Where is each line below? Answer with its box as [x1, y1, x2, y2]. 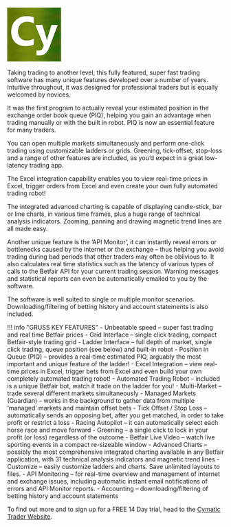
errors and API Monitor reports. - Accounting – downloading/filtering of [7, 484, 208, 493]
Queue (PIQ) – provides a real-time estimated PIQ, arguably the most [7, 352, 201, 361]
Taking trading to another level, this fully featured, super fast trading [7, 68, 201, 77]
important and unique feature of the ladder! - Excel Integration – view [7, 360, 203, 368]
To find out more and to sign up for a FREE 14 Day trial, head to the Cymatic [7, 505, 221, 513]
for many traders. [7, 126, 56, 134]
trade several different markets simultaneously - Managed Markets [7, 389, 197, 397]
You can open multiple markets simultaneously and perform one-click [7, 139, 205, 147]
